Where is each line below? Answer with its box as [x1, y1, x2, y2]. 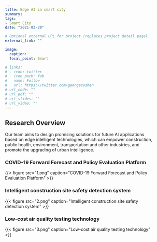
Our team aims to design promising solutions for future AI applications [5, 132, 144, 137]
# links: [5, 65, 23, 70]
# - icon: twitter [5, 69, 42, 74]
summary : [5, 12, 23, 16]
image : [5, 47, 18, 52]
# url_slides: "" [5, 96, 40, 101]
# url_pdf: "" [5, 91, 34, 97]
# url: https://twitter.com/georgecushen [5, 83, 94, 88]
